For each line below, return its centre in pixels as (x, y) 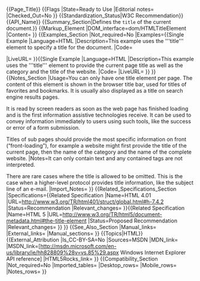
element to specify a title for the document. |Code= (69, 47)
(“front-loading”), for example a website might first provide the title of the (96, 146)
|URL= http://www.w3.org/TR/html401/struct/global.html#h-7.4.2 (85, 201)
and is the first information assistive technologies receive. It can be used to (99, 115)
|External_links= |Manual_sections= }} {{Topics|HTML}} (75, 233)
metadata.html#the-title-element (46, 221)
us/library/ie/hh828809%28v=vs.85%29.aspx (63, 252)
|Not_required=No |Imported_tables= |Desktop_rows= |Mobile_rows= (92, 265)
